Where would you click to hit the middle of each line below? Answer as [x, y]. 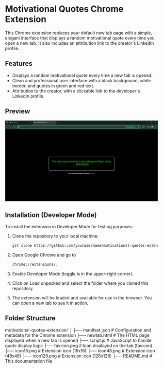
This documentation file [29, 361]
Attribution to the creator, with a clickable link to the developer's [76, 91]
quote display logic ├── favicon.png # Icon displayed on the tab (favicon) [79, 345]
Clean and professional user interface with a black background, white [81, 80]
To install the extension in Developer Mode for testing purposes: [69, 227]
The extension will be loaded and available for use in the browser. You [82, 297]
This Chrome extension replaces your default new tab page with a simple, [79, 33]
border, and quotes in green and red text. [53, 86]
